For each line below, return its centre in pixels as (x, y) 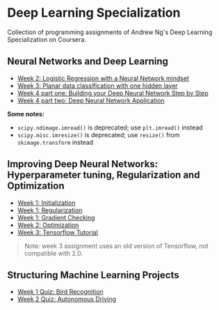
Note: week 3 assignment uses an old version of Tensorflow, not (116, 246)
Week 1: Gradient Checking (56, 217)
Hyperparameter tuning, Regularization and (104, 175)
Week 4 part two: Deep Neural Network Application (91, 100)
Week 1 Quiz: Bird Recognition (60, 292)
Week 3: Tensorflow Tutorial (58, 232)
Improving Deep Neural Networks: (83, 164)
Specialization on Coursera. (47, 39)
